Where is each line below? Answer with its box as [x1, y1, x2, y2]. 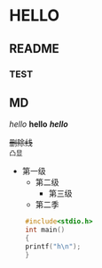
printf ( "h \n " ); [25, 242, 82, 251]
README [9, 41, 59, 56]
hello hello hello [9, 119, 68, 130]
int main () [25, 225, 66, 235]
